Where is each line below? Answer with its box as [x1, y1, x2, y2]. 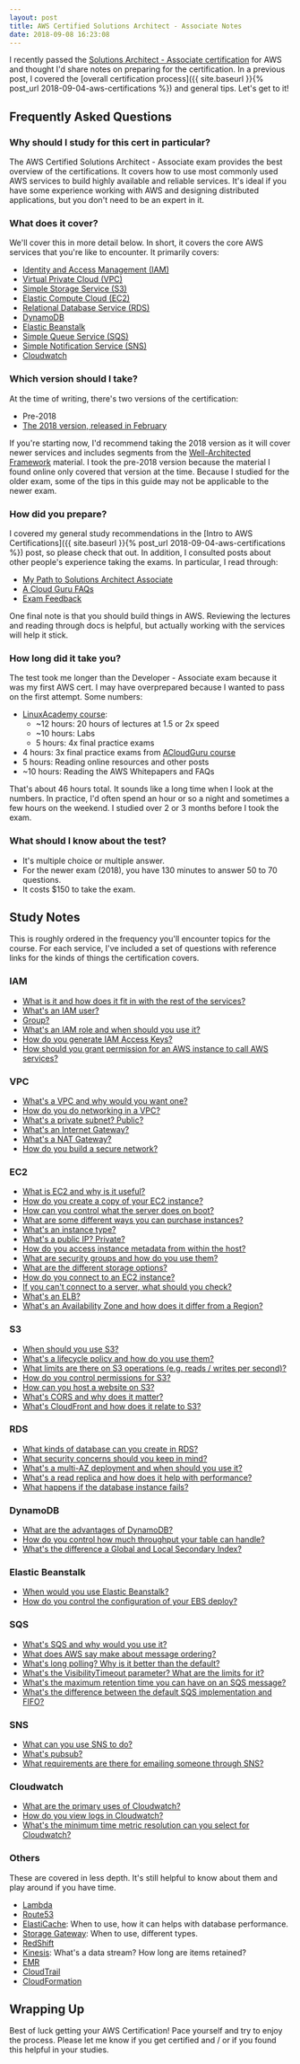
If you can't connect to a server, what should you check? [21, 1282, 233, 1292]
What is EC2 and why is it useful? [21, 1186, 146, 1197]
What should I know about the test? [9, 834, 167, 847]
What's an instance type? [21, 1224, 116, 1235]
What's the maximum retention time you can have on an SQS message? [21, 1677, 287, 1688]
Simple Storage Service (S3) [21, 284, 127, 295]
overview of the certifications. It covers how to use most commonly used [9, 166, 279, 177]
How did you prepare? [9, 507, 107, 520]
